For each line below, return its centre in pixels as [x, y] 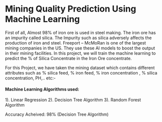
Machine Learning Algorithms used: [42, 89]
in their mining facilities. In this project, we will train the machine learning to [81, 53]
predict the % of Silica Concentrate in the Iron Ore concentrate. [69, 58]
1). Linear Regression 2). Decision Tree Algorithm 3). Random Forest [73, 100]
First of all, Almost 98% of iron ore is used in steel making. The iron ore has [81, 32]
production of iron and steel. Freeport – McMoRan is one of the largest [75, 43]
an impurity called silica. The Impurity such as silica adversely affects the [78, 38]
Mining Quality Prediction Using [71, 9]
